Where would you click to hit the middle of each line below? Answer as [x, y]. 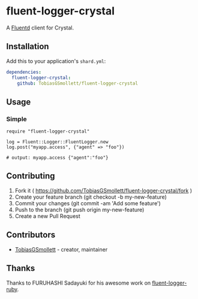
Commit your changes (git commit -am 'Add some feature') [88, 203]
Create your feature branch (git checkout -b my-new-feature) [91, 197]
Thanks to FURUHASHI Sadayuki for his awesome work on [79, 283]
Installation [28, 47]
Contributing [31, 176]
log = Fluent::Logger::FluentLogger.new [58, 142]
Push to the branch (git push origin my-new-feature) [79, 210]
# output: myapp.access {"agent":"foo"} [58, 158]
